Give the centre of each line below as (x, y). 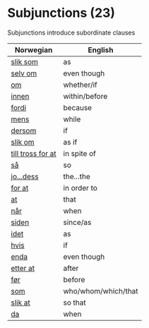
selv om (24, 73)
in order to (80, 188)
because (78, 107)
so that (74, 303)
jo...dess (25, 176)
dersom (24, 130)
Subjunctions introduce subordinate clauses (71, 32)
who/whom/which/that (101, 291)
